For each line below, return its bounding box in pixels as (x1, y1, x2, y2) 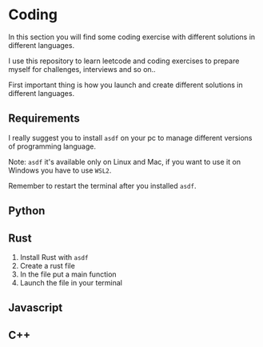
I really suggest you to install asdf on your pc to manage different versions (8, 133, 253, 142)
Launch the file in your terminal (19, 277, 122, 287)
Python (8, 204, 46, 217)
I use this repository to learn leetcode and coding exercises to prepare (8, 56, 240, 66)
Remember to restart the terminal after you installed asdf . (8, 181, 197, 190)
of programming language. (8, 142, 96, 151)
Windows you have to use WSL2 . (8, 166, 112, 175)
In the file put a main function (19, 269, 118, 279)
